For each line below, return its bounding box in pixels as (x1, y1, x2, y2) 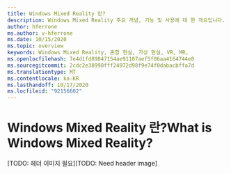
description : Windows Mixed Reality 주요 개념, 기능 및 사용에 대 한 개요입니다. (7, 17, 225, 24)
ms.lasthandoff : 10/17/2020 (7, 81, 89, 88)
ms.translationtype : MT (7, 68, 77, 75)
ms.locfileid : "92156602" (7, 88, 82, 95)
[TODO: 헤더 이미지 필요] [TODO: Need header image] (7, 159, 158, 168)
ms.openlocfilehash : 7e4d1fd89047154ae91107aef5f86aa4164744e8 (7, 56, 195, 63)
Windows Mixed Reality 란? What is (7, 120, 212, 136)
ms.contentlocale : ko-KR (7, 74, 79, 82)
